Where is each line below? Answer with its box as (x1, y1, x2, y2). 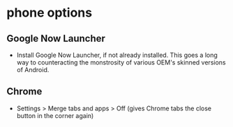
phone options (6, 5, 92, 21)
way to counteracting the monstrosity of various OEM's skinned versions (16, 58, 226, 67)
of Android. (16, 66, 50, 74)
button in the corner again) (16, 111, 94, 119)
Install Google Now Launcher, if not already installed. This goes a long (16, 51, 218, 59)
